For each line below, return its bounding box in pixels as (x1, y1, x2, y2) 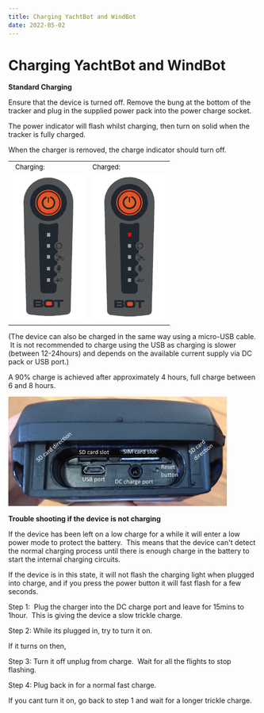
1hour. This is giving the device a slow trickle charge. (8, 610, 183, 620)
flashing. (8, 665, 37, 674)
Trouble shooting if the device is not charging (8, 513, 161, 523)
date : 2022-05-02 (8, 21, 66, 29)
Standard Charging (8, 82, 73, 92)
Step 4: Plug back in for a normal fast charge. (8, 680, 157, 689)
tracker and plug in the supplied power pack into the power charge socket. (8, 106, 252, 116)
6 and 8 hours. (8, 380, 56, 390)
